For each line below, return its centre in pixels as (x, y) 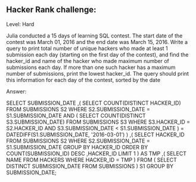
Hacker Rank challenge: (51, 10)
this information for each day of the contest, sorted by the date (83, 80)
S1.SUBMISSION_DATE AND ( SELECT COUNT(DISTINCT (76, 115)
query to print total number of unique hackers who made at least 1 (87, 48)
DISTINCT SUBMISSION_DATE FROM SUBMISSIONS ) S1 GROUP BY (90, 166)
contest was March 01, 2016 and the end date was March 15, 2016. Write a (97, 42)
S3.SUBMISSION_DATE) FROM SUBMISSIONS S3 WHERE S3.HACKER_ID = (98, 122)
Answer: (16, 91)
